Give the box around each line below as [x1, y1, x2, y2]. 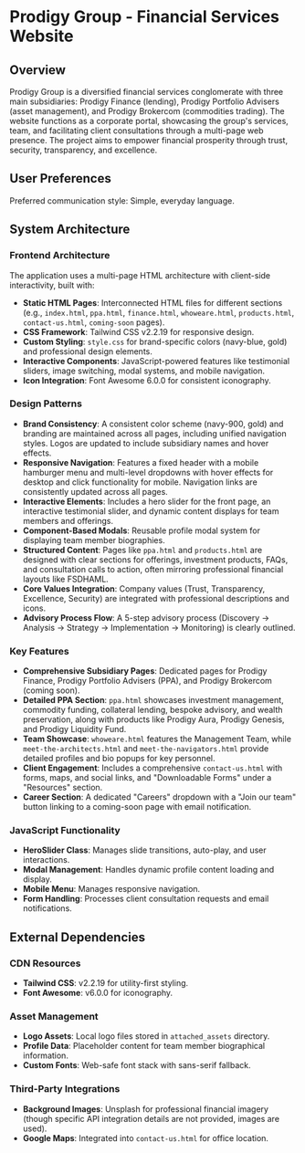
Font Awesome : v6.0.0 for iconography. [22, 988, 174, 999]
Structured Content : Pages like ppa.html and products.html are [22, 544, 263, 555]
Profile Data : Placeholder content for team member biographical [22, 1041, 266, 1052]
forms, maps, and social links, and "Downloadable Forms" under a [22, 772, 272, 783]
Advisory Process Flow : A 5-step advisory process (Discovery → [22, 612, 270, 623]
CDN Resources [9, 957, 81, 970]
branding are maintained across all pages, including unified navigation [22, 427, 287, 439]
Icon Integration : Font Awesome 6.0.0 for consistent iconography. [22, 374, 271, 385]
